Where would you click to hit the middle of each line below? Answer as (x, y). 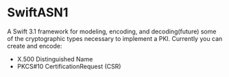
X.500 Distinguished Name (55, 59)
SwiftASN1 (38, 13)
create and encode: (35, 46)
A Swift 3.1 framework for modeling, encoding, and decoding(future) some (112, 31)
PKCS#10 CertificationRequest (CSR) (69, 66)
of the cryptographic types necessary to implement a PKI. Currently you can (115, 38)
